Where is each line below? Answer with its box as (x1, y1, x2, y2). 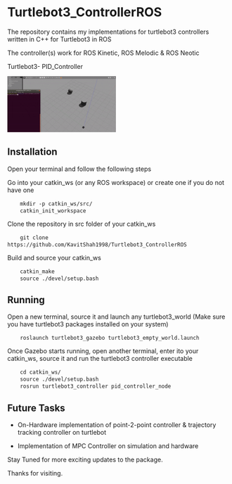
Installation (7, 146, 58, 158)
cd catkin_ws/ (20, 369, 61, 376)
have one (7, 186, 34, 194)
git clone (20, 234, 49, 241)
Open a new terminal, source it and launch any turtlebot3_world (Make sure (7, 312, 226, 321)
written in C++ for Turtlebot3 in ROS (7, 34, 112, 43)
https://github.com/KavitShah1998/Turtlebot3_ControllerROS (7, 241, 188, 248)
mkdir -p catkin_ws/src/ (20, 200, 93, 208)
